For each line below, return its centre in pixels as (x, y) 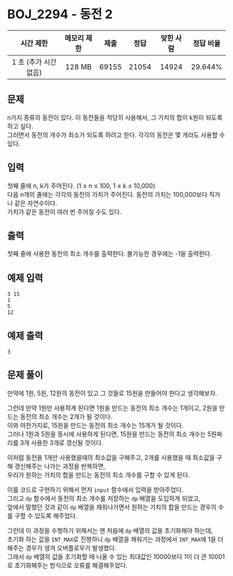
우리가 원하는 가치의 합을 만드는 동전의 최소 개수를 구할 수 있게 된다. (98, 474)
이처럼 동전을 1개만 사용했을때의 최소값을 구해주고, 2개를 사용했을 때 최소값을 (111, 457)
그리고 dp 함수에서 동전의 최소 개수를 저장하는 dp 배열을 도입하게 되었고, (104, 498)
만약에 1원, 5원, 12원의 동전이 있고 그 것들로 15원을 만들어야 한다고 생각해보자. (112, 393)
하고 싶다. (20, 126)
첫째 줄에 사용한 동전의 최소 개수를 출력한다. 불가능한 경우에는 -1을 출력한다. (110, 254)
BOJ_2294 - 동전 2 (60, 14)
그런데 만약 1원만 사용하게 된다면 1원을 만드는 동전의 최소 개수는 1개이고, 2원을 (113, 408)
